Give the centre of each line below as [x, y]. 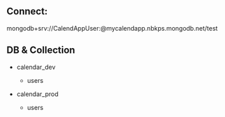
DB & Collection [41, 50]
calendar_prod [37, 94]
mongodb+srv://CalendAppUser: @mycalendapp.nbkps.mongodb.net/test [112, 28]
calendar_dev [36, 67]
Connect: [27, 11]
